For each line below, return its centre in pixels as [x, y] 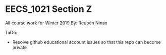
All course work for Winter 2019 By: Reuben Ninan [56, 23]
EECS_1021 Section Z [49, 9]
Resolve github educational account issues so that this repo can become [86, 42]
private [20, 47]
